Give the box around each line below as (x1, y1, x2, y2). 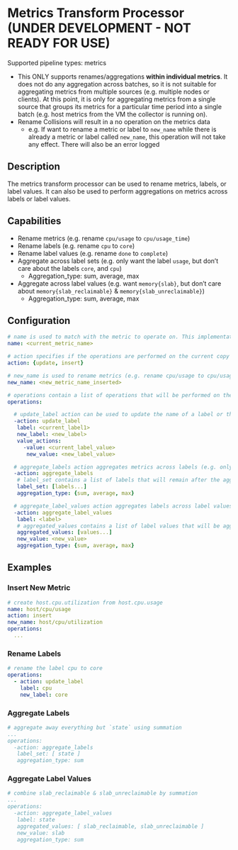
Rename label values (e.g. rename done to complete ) (17, 249, 169, 257)
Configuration (7, 314, 71, 327)
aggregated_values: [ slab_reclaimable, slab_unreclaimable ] (16, 822, 204, 830)
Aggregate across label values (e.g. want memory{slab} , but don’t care (17, 279, 222, 288)
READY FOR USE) (7, 35, 110, 51)
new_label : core (20, 691, 69, 698)
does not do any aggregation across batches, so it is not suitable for (17, 79, 217, 88)
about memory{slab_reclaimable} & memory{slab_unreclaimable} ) (17, 286, 205, 295)
